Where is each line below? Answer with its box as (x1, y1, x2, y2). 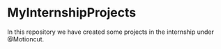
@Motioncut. (7, 35, 45, 43)
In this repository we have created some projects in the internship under (7, 28, 215, 36)
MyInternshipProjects (7, 5, 137, 21)
